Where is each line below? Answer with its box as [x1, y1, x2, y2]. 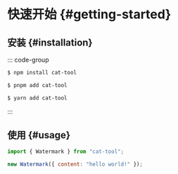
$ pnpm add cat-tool [7, 81, 68, 88]
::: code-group [7, 55, 49, 64]
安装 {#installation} [7, 36, 93, 48]
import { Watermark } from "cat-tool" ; [7, 148, 125, 155]
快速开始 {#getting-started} [7, 6, 172, 22]
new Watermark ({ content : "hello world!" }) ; [7, 161, 143, 168]
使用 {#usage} [7, 129, 71, 141]
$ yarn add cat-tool [7, 94, 68, 102]
